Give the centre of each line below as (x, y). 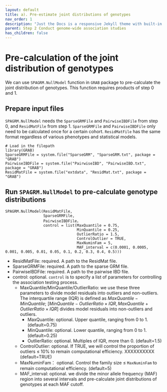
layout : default (22, 10)
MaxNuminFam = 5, (95, 243)
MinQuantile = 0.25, (98, 230)
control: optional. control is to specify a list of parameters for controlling (87, 277)
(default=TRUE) (36, 356)
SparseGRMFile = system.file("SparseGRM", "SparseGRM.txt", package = (80, 155)
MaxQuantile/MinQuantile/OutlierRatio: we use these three (80, 287)
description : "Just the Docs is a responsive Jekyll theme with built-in (84, 24)
